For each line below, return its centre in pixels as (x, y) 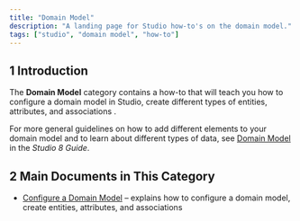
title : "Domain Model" (52, 18)
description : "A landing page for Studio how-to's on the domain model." (151, 26)
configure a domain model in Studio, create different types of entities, (138, 102)
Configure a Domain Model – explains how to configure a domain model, (156, 198)
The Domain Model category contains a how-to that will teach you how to (146, 93)
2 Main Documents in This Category (112, 176)
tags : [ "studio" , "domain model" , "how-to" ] (94, 34)
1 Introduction (49, 71)
